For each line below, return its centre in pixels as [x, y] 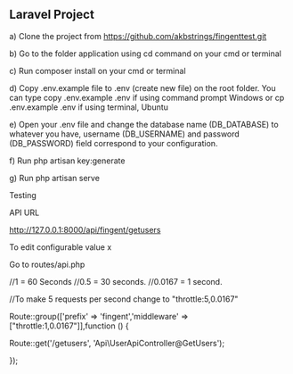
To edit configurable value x [61, 247]
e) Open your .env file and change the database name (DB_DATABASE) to [144, 124]
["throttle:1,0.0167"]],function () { [69, 326]
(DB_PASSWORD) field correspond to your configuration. [114, 143]
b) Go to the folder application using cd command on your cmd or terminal [146, 54]
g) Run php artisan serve [55, 178]
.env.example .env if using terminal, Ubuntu [89, 107]
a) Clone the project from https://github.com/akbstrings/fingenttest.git [138, 36]
